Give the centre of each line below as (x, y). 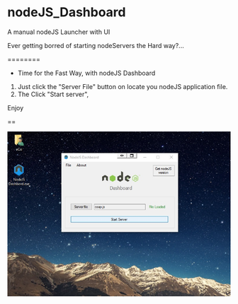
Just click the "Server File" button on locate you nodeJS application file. (123, 86)
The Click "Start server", (53, 94)
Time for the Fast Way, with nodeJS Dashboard (86, 73)
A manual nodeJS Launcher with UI (59, 32)
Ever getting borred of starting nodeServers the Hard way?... (96, 45)
